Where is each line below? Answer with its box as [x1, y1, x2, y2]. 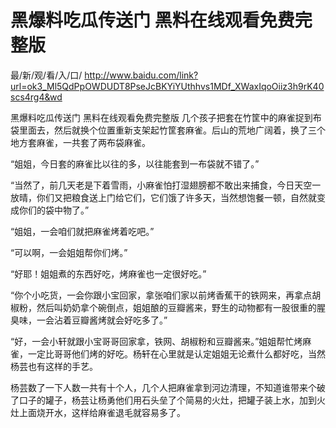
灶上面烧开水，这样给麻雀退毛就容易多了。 [10, 406, 186, 418]
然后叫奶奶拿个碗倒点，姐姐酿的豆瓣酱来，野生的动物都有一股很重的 [36, 301, 317, 313]
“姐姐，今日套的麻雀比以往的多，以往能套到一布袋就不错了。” [10, 157, 260, 170]
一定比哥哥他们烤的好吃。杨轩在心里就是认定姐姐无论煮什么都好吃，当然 [27, 347, 326, 360]
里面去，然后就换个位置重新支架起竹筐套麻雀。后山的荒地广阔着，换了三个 [18, 124, 326, 136]
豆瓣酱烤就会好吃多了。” [71, 314, 168, 326]
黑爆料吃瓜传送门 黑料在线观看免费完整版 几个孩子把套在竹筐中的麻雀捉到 [10, 111, 313, 123]
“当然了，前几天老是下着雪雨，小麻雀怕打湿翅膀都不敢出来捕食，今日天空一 [10, 179, 322, 191]
